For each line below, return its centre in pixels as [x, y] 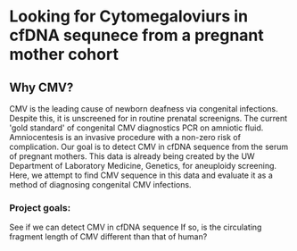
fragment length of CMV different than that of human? [108, 237]
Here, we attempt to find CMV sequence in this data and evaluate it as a [141, 175]
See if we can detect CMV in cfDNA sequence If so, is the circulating [136, 227]
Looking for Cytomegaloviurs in [128, 17]
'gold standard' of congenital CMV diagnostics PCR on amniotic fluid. [136, 128]
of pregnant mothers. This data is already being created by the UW [132, 156]
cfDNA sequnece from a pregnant [137, 35]
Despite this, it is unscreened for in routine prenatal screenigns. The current [148, 118]
